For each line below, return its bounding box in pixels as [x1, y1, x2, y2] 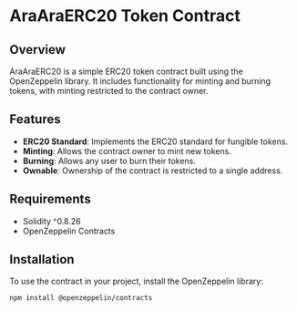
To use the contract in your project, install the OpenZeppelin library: [9, 275, 264, 287]
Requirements [9, 192, 91, 207]
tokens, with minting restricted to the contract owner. [9, 86, 209, 96]
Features [9, 111, 61, 128]
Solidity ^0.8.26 [22, 215, 81, 226]
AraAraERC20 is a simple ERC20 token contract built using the [9, 66, 243, 77]
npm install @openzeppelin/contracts [9, 294, 153, 303]
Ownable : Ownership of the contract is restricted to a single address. [22, 165, 283, 176]
